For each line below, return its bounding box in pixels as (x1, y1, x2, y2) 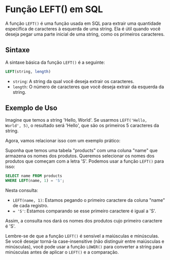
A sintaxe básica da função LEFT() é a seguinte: (5, 59, 105, 65)
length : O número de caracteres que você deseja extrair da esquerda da (12, 84, 164, 90)
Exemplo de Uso (5, 104, 57, 113)
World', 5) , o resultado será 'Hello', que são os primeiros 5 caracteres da (5, 123, 159, 129)
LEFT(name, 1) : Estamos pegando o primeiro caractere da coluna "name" (12, 197, 165, 203)
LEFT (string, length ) (5, 69, 51, 74)
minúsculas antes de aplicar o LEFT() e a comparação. (5, 249, 119, 255)
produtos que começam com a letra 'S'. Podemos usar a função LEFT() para (5, 158, 164, 164)
